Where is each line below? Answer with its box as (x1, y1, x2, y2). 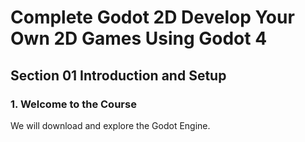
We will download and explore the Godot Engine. (10, 119, 211, 131)
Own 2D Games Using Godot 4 (10, 27, 268, 50)
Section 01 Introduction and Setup (10, 67, 227, 84)
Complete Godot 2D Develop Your (10, 6, 295, 29)
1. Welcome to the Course (10, 97, 137, 111)
